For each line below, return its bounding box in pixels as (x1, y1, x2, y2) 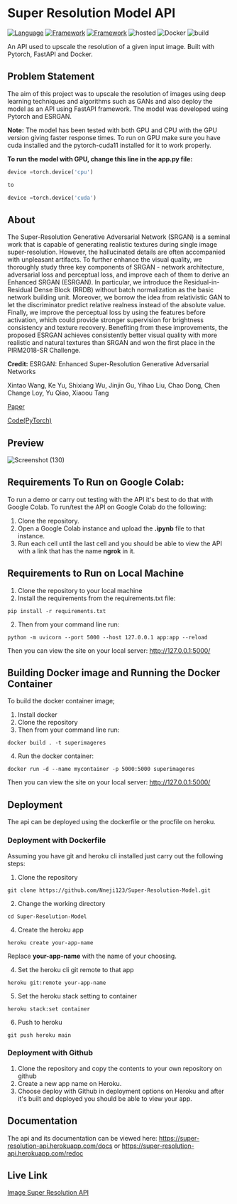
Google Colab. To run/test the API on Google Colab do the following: (7, 503, 207, 511)
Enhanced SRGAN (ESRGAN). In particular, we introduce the (7, 278, 182, 287)
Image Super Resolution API (7, 1188, 89, 1197)
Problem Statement (7, 70, 95, 82)
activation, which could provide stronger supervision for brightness (7, 316, 204, 324)
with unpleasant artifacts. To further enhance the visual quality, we (7, 255, 202, 264)
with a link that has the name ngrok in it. (17, 546, 136, 555)
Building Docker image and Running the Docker (7, 667, 221, 679)
